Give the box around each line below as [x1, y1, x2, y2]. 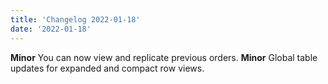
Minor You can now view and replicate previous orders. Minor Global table [10, 51, 318, 63]
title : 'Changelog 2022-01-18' [10, 14, 141, 25]
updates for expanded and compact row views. [10, 62, 205, 74]
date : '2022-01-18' [10, 24, 92, 34]
